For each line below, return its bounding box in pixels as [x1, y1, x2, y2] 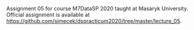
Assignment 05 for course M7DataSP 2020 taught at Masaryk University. [6, 5, 189, 12]
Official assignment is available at [6, 11, 90, 18]
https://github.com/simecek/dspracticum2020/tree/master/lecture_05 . [6, 18, 182, 24]
